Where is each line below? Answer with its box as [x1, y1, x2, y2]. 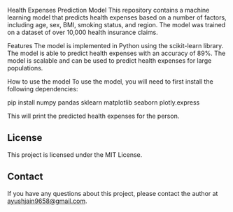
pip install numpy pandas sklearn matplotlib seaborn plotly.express [7, 98, 200, 107]
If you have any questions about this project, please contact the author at [7, 189, 218, 197]
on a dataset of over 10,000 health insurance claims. [7, 28, 159, 36]
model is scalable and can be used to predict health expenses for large [7, 56, 212, 65]
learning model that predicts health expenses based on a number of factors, [7, 13, 227, 22]
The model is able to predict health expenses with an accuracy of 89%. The [7, 49, 226, 57]
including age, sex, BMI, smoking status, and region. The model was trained [7, 21, 226, 29]
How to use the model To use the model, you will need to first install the [7, 77, 213, 86]
